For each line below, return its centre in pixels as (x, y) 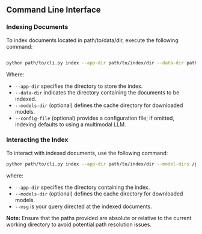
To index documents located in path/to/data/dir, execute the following (92, 40)
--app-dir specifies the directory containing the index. (82, 187)
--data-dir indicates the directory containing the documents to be (97, 92)
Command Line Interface (54, 10)
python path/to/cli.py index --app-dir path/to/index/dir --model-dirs (98, 164)
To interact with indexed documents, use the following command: (87, 153)
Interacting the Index (37, 140)
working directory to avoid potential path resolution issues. (79, 224)
